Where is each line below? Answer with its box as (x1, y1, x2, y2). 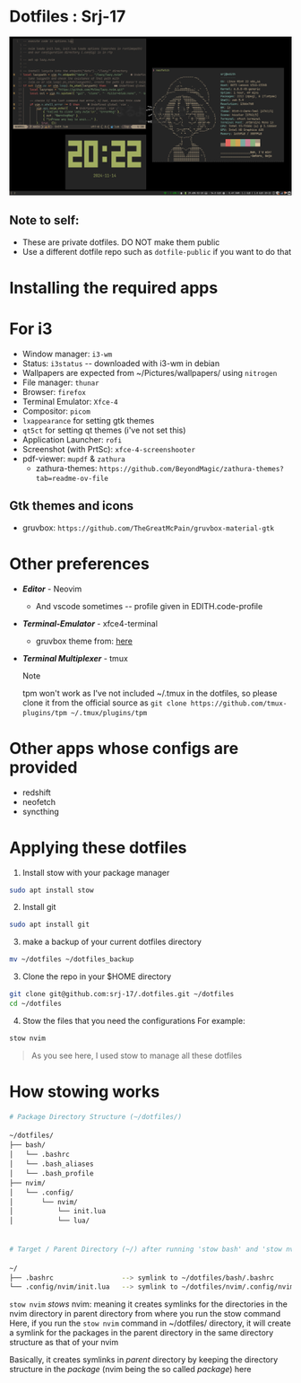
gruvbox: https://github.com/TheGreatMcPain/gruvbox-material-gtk (21, 522, 275, 533)
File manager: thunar (21, 377, 100, 388)
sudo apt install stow (9, 886, 94, 895)
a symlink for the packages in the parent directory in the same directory (9, 1327, 274, 1338)
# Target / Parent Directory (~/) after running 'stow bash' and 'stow (9, 1245, 282, 1254)
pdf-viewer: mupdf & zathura (21, 453, 125, 464)
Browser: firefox (21, 386, 87, 397)
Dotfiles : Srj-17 (9, 6, 126, 27)
